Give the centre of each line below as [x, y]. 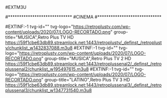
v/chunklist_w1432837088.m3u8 [39, 48]
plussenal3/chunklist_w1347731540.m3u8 [49, 90]
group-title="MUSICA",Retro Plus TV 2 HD [88, 58]
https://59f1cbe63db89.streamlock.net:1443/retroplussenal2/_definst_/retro [83, 64]
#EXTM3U [16, 7]
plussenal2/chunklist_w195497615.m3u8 [47, 69]
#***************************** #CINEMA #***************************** [83, 17]
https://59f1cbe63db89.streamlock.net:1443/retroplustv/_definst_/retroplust [83, 42]
